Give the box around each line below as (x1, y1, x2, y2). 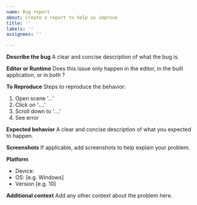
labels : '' (6, 25, 34, 32)
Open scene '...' (15, 95, 55, 102)
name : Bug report (6, 8, 50, 15)
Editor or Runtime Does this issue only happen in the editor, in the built (6, 65, 184, 73)
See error (15, 114, 39, 122)
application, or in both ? (6, 71, 65, 79)
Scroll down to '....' (15, 108, 62, 115)
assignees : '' (6, 31, 42, 37)
